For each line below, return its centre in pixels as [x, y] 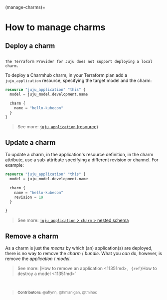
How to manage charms [55, 27]
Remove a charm [32, 236]
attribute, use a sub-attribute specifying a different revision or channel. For [82, 160]
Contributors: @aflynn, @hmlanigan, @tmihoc [57, 293]
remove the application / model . [38, 259]
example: [14, 165]
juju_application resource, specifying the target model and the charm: [79, 80]
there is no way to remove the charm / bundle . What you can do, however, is [83, 253]
